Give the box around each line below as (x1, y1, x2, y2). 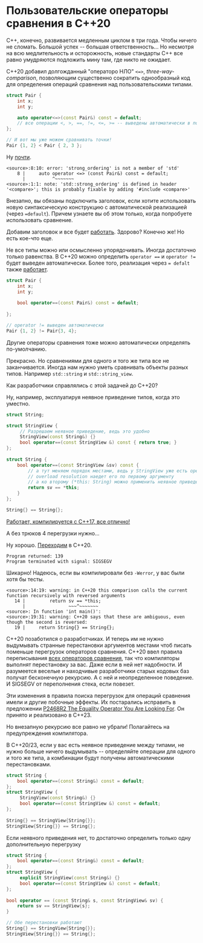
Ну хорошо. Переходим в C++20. (6, 541, 92, 549)
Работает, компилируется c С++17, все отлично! (6, 518, 130, 525)
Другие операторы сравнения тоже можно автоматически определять (6, 339, 190, 346)
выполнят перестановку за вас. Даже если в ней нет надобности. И (6, 661, 182, 668)
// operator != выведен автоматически (6, 322, 104, 328)
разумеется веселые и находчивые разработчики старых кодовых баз (6, 667, 189, 674)
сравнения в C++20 (6, 16, 111, 30)
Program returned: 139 (6, 553, 63, 559)
